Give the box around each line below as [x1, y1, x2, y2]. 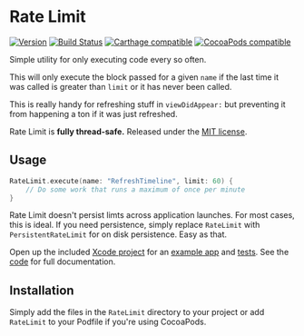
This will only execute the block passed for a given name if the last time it [9, 71, 279, 83]
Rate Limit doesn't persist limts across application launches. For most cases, [9, 210, 295, 221]
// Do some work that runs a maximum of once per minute [25, 184, 246, 194]
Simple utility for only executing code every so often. [9, 54, 207, 64]
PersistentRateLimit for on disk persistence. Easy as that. [9, 229, 228, 240]
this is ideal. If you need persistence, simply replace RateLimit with [9, 220, 260, 231]
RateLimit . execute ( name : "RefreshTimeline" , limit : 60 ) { [9, 176, 233, 185]
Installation [9, 282, 74, 298]
